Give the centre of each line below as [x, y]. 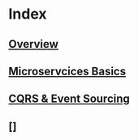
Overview [34, 44]
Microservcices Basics [67, 71]
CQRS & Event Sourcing [69, 99]
